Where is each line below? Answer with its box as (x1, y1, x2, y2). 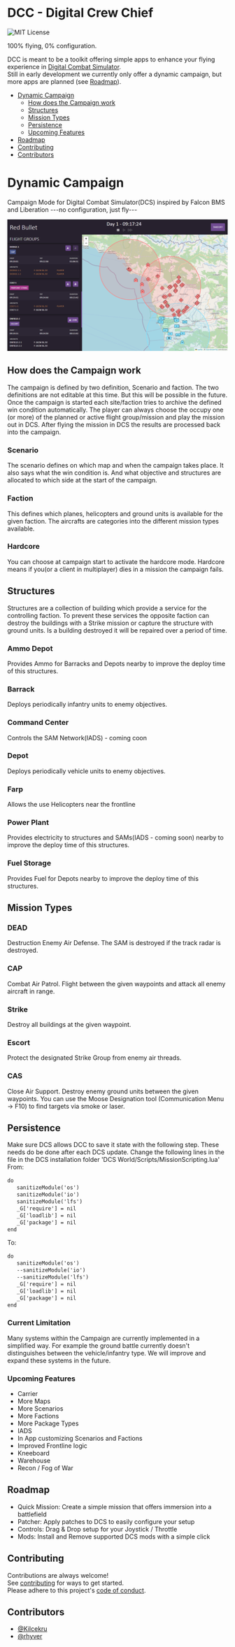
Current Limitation (7, 1318, 71, 1328)
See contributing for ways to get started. (7, 1578, 124, 1587)
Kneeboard (17, 1448, 50, 1457)
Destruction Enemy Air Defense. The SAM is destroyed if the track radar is (7, 939, 222, 947)
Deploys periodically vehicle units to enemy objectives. (7, 767, 166, 775)
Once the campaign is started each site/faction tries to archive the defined (7, 398, 222, 406)
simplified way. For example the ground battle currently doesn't (7, 1341, 190, 1350)
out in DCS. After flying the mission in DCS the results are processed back (7, 420, 221, 429)
